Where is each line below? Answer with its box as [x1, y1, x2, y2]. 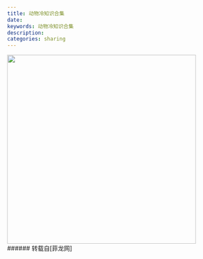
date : [7, 16, 23, 23]
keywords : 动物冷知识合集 [7, 23, 74, 30]
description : [7, 29, 45, 36]
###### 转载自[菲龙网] [7, 245, 73, 253]
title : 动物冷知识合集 [7, 10, 65, 17]
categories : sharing [7, 36, 67, 43]
